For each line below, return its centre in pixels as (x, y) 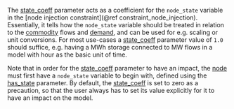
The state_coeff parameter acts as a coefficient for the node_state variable (115, 10)
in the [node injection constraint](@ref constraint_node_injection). (103, 17)
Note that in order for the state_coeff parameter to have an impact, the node (117, 68)
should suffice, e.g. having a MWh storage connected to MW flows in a (110, 47)
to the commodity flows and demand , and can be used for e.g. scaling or (113, 32)
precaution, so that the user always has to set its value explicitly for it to (111, 90)
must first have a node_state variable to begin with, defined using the (107, 75)
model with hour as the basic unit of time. (67, 54)
